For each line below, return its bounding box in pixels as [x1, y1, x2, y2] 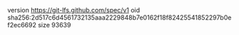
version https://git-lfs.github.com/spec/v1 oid [7, 6, 141, 14]
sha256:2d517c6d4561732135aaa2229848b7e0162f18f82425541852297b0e [7, 13, 232, 22]
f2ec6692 [7, 21, 37, 29]
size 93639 [38, 21, 71, 29]
